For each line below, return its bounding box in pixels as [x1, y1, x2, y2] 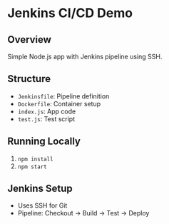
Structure [7, 73, 51, 85]
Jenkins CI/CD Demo [7, 5, 133, 21]
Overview [7, 34, 52, 46]
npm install [17, 156, 53, 163]
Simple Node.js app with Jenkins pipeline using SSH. [7, 52, 163, 61]
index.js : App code [17, 107, 76, 116]
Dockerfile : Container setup [17, 99, 101, 108]
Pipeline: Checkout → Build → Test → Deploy [17, 209, 150, 218]
